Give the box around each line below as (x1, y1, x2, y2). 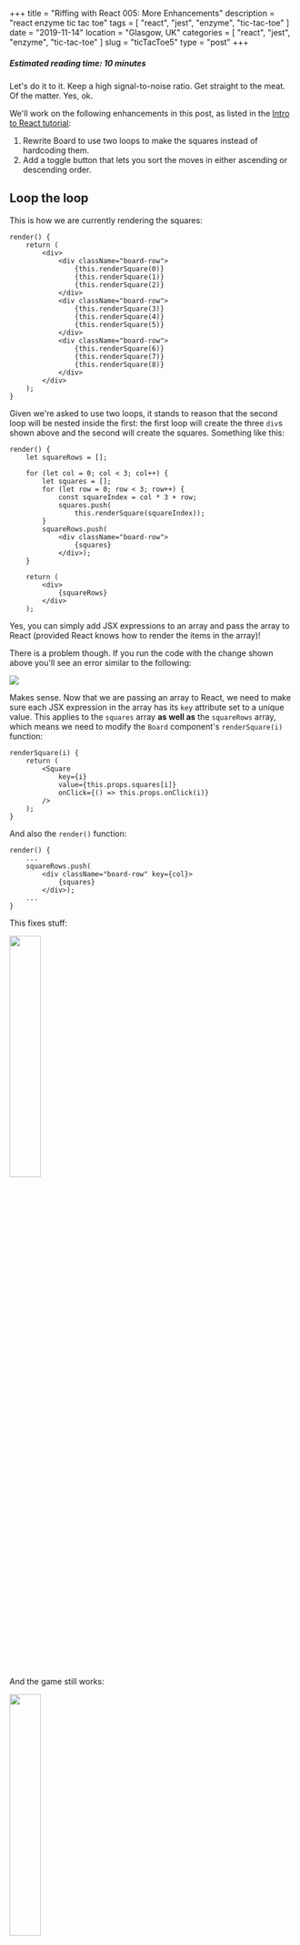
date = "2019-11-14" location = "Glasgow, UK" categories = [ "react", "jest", (9, 27, 291, 37)
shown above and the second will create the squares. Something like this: (9, 427, 285, 438)
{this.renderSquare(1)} (74, 272, 165, 282)
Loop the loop (9, 190, 89, 206)
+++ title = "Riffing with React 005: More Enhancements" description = (9, 8, 275, 18)
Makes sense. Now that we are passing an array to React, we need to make (9, 691, 292, 702)
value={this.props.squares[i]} (57, 780, 177, 789)
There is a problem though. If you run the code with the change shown (9, 647, 274, 659)
